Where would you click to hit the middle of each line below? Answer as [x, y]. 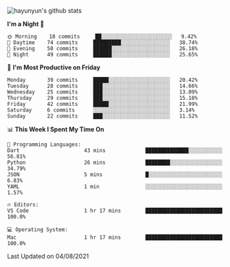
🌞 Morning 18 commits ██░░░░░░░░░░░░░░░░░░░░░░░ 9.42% [102, 36]
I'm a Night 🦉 [26, 24]
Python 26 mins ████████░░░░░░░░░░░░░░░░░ [115, 162]
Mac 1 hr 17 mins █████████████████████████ [115, 237]
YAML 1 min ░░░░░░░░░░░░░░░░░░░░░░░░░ [115, 186]
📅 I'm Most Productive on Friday [54, 67]
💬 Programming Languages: [44, 145]
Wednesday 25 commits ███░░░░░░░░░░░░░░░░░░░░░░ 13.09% [102, 92]
